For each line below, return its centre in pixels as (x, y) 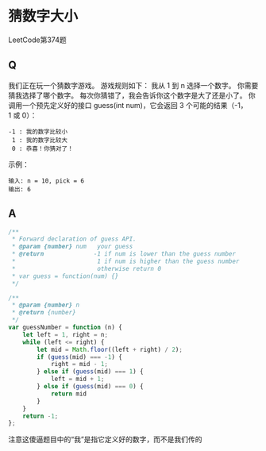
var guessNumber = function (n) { (66, 328)
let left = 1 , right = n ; (66, 334)
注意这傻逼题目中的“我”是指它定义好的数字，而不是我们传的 (105, 439)
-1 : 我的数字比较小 (38, 132)
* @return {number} (44, 313)
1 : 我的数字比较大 (40, 140)
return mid (69, 394)
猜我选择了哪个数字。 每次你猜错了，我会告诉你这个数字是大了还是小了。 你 (132, 95)
